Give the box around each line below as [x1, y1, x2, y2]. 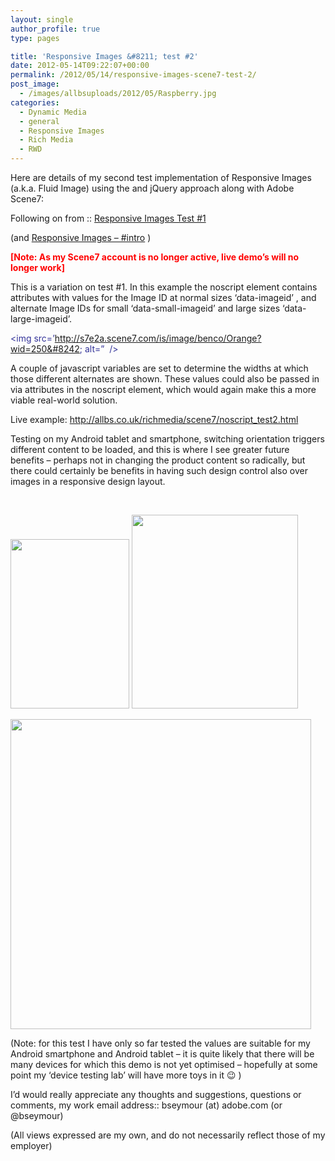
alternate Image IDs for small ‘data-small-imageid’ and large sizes [10, 302, 281, 314]
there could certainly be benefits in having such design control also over [10, 465, 308, 476]
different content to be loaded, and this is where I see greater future [10, 444, 290, 455]
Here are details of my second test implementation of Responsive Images [10, 172, 312, 183]
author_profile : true [10, 24, 101, 34]
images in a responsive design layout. [10, 476, 166, 487]
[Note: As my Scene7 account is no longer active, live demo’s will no [10, 251, 300, 263]
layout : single [10, 14, 74, 25]
